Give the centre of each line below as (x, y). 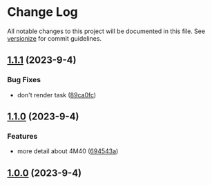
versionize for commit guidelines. (55, 38)
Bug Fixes (24, 80)
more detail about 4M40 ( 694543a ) (68, 151)
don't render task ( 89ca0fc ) (57, 95)
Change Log (42, 12)
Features (22, 136)
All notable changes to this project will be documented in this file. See (106, 31)
